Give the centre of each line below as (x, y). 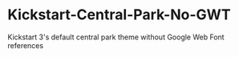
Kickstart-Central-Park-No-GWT (119, 15)
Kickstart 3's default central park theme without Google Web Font (116, 37)
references (26, 45)
